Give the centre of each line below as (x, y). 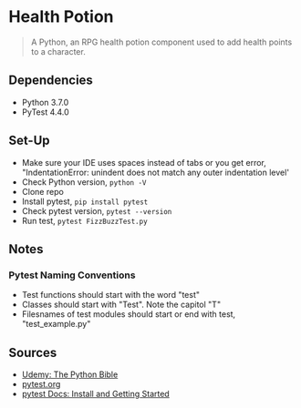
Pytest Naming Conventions (72, 275)
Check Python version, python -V (84, 182)
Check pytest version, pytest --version (97, 210)
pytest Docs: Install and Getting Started (95, 394)
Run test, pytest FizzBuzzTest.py (84, 220)
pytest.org (41, 384)
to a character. (58, 51)
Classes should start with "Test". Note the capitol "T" (121, 305)
